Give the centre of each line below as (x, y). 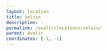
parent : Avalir (25, 33)
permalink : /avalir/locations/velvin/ (54, 28)
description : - (25, 22)
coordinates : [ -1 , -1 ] (34, 39)
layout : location (27, 11)
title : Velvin (24, 17)
